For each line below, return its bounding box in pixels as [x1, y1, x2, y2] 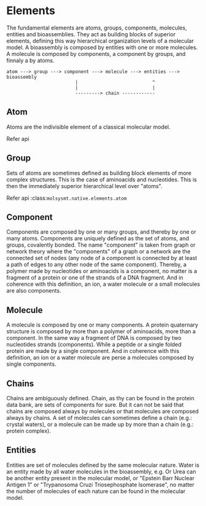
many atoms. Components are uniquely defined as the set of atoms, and [6, 235, 189, 242]
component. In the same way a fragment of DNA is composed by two [6, 334, 181, 342]
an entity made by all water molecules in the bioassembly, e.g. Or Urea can [6, 468, 196, 475]
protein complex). [6, 427, 51, 434]
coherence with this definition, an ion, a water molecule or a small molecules [6, 280, 200, 288]
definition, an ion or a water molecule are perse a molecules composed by [6, 354, 194, 362]
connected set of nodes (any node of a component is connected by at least [6, 255, 197, 262]
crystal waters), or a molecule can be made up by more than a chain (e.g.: [6, 421, 194, 428]
